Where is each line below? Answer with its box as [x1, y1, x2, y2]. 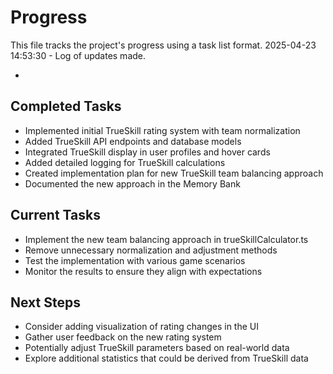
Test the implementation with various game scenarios [24, 254, 246, 266]
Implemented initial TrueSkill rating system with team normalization [24, 124, 301, 136]
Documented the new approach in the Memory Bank [24, 177, 241, 190]
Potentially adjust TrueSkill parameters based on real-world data [24, 342, 290, 354]
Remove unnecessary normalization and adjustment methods [24, 244, 278, 256]
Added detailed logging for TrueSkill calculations [24, 156, 226, 168]
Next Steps [10, 294, 81, 311]
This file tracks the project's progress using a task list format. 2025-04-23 [10, 39, 317, 51]
